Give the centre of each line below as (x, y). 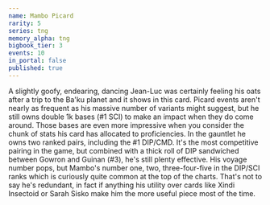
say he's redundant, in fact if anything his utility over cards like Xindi (122, 185)
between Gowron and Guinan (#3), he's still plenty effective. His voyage (128, 159)
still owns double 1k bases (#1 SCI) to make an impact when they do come (131, 117)
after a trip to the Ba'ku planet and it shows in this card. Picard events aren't (134, 99)
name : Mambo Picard (41, 16)
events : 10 (27, 53)
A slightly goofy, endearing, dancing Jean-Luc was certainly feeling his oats (135, 91)
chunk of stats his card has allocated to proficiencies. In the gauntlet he (127, 133)
